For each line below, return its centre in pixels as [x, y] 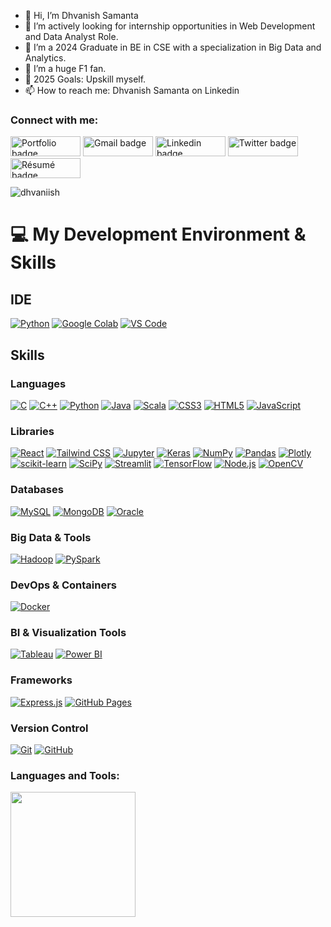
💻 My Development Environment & [158, 234]
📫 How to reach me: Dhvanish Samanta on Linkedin [132, 90]
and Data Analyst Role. [71, 36]
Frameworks [41, 680]
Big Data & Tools [51, 537]
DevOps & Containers [63, 585]
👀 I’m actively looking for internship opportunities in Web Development [170, 26]
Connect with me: [54, 120]
